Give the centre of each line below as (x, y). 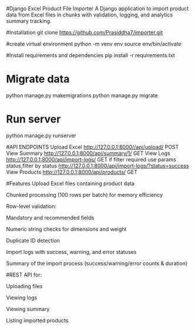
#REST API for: (24, 275)
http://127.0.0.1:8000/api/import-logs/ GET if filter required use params (91, 159)
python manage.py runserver (41, 136)
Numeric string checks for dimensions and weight (66, 229)
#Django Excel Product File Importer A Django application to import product (97, 9)
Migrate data (38, 79)
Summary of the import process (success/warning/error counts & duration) (97, 263)
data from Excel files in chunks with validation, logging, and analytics (90, 15)
